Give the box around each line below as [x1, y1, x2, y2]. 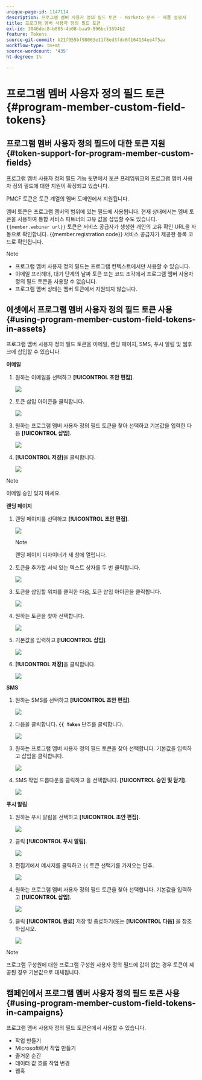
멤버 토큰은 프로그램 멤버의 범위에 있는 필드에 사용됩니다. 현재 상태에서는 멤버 [6, 208, 188, 215]
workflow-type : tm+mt [6, 43, 61, 49]
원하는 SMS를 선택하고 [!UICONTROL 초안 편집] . [14, 696, 131, 704]
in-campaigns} [6, 1007, 64, 1018]
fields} [6, 158, 32, 168]
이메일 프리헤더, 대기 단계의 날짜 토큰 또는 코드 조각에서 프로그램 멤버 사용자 [14, 270, 194, 277]
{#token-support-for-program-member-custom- [6, 149, 194, 159]
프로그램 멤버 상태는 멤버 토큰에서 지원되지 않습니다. [14, 285, 137, 292]
